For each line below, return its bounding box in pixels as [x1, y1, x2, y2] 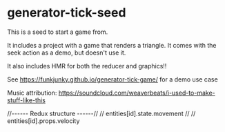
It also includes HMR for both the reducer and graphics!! [7, 62, 167, 70]
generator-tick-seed [7, 5, 126, 21]
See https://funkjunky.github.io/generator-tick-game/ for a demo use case [7, 75, 219, 84]
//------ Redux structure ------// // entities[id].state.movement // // [7, 109, 196, 117]
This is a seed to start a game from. [7, 28, 108, 36]
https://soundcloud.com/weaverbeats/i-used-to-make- [58, 88, 215, 97]
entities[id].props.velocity [7, 116, 80, 125]
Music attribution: [7, 88, 57, 97]
